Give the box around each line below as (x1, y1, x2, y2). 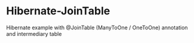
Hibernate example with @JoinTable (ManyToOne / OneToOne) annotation (6, 24, 188, 31)
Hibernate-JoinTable (6, 4, 110, 18)
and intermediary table (6, 30, 62, 37)
